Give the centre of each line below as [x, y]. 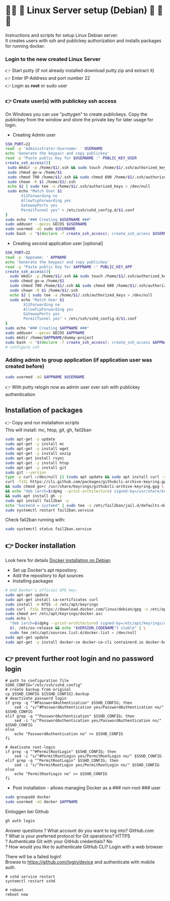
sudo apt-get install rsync [35, 458]
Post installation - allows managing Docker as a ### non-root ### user [87, 788]
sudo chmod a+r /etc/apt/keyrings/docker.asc [54, 614]
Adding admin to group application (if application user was [79, 360]
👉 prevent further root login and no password [80, 659]
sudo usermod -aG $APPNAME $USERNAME [45, 377]
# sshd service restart [30, 877]
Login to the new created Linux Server [53, 59]
